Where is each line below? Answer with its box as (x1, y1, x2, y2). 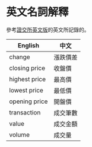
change (9, 53, 31, 61)
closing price (9, 63, 46, 72)
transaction (9, 108, 41, 116)
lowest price (9, 86, 43, 94)
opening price (9, 97, 48, 106)
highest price (9, 75, 46, 83)
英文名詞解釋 (6, 5, 69, 19)
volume (9, 130, 30, 139)
